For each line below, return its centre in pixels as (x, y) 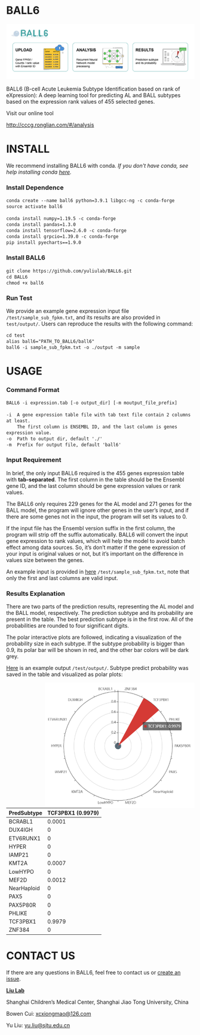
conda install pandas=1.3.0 (41, 225)
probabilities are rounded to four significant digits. (68, 625)
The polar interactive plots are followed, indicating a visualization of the (94, 637)
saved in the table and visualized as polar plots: (64, 674)
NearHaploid (24, 888)
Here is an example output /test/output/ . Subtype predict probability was (98, 668)
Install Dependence (35, 188)
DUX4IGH (21, 830)
